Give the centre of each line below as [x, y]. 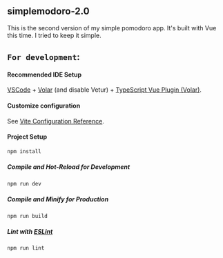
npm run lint [26, 248]
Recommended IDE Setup [45, 75]
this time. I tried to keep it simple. [54, 35]
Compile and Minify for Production [58, 199]
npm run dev [24, 183]
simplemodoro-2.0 [48, 11]
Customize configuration [44, 106]
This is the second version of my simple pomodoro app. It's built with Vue [112, 28]
